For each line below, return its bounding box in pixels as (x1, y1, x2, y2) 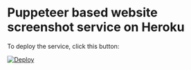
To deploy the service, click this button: (7, 42, 120, 50)
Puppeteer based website (7, 5, 158, 21)
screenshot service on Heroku (7, 19, 185, 35)
